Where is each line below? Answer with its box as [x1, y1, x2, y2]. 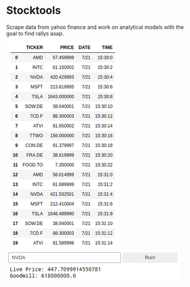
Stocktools [6, 4, 61, 17]
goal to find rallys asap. [6, 29, 64, 37]
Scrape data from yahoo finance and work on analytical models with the [6, 23, 184, 31]
